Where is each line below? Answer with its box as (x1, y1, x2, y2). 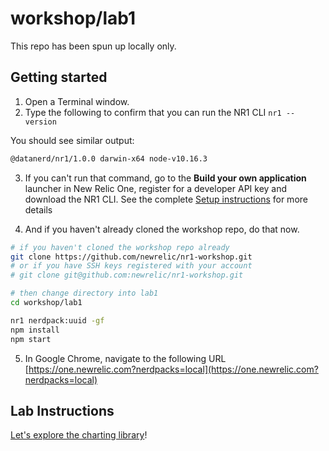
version (24, 117, 57, 127)
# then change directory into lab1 (10, 288, 159, 299)
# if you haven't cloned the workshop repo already (10, 242, 230, 252)
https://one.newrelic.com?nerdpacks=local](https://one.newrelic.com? (28, 363, 319, 375)
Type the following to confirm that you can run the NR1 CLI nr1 (24, 106, 282, 118)
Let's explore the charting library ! (10, 429, 148, 441)
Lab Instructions (10, 402, 115, 419)
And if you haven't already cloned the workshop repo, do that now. (24, 223, 300, 235)
